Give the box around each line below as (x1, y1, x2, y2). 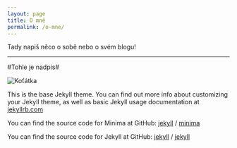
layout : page (7, 10, 46, 18)
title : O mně (7, 17, 46, 24)
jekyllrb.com (7, 105, 44, 113)
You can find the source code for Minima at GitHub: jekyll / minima (7, 119, 200, 128)
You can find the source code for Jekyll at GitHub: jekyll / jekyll (7, 132, 190, 141)
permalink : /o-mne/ (7, 23, 65, 30)
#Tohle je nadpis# (7, 63, 60, 71)
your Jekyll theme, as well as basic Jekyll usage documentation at (7, 98, 200, 106)
